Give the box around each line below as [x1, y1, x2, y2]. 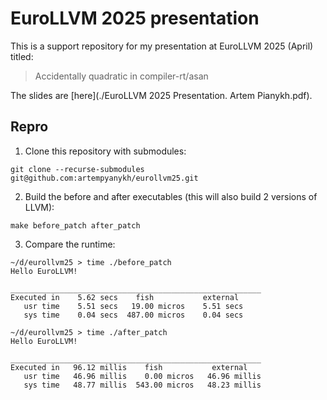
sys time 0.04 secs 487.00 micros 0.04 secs [23, 310, 244, 320]
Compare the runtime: [24, 238, 116, 250]
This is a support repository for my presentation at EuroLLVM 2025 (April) [10, 40, 314, 52]
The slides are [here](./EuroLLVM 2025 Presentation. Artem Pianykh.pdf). [10, 89, 313, 101]
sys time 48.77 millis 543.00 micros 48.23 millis [23, 380, 262, 390]
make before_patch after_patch [10, 220, 141, 231]
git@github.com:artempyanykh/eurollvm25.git [10, 173, 199, 183]
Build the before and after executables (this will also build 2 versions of [24, 190, 318, 202]
